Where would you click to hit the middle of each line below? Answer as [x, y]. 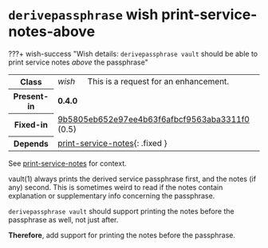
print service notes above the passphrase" [79, 62]
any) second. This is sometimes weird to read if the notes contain [116, 187]
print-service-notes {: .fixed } [112, 143]
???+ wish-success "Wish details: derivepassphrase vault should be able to [133, 53]
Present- [31, 96]
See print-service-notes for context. [67, 163]
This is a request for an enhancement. [158, 81]
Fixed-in [31, 125]
